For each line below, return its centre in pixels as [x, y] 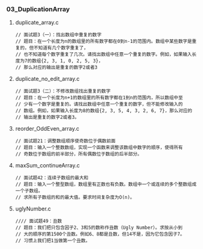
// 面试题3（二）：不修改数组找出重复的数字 [63, 91]
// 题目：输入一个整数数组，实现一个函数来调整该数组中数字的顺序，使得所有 [99, 148]
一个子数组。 [29, 191]
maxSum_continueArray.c [47, 166]
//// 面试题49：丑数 [39, 221]
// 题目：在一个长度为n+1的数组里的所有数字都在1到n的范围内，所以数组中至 [99, 98]
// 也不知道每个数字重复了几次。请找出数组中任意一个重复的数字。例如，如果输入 [104, 55]
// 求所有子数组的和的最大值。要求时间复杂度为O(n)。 [75, 197]
